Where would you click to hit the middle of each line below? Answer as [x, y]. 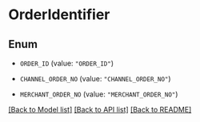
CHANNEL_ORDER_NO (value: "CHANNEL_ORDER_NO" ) [95, 79]
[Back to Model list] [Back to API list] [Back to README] [100, 110]
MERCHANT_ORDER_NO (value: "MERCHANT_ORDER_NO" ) [99, 94]
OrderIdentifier [59, 15]
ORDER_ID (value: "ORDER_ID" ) [67, 63]
